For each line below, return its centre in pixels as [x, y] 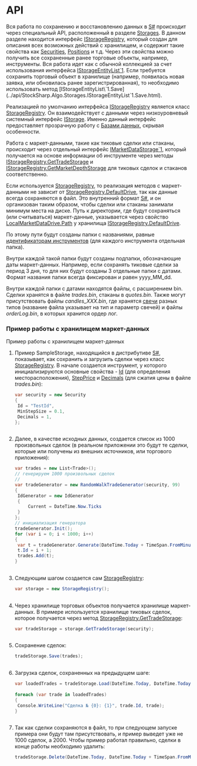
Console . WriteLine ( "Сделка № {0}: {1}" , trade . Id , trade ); [91, 705]
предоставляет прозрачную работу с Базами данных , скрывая [85, 125]
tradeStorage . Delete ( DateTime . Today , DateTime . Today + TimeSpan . [96, 757]
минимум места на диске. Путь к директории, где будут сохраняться [93, 210]
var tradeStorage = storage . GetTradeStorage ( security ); [84, 629]
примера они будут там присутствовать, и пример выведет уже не [99, 734]
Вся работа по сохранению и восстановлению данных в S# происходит [96, 26]
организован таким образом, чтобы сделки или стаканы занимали [90, 204]
